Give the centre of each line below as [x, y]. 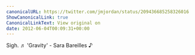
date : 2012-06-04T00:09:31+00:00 [48, 28]
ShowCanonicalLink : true [37, 17]
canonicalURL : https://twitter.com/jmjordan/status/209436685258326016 [97, 12]
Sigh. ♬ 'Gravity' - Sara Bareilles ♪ [49, 45]
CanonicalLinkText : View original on [53, 23]
